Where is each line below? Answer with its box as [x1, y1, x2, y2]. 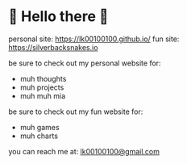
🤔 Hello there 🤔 [8, 7, 109, 26]
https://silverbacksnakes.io [8, 42, 98, 52]
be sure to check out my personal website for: [8, 58, 161, 68]
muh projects [19, 82, 64, 92]
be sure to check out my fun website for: [8, 107, 143, 116]
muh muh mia [19, 90, 66, 100]
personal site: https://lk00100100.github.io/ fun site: [8, 34, 180, 44]
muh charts [19, 131, 59, 141]
